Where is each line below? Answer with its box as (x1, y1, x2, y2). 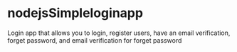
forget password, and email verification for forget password (7, 36, 182, 44)
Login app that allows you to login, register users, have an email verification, (7, 28, 231, 37)
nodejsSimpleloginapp (7, 5, 144, 21)
